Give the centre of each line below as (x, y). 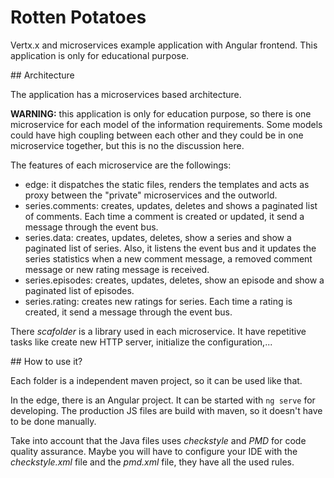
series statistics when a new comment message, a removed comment (168, 258)
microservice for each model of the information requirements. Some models (166, 124)
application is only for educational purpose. (100, 55)
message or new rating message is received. (117, 269)
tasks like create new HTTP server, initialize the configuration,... (141, 342)
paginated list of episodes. (79, 290)
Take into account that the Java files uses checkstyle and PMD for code (158, 440)
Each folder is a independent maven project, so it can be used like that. (156, 380)
